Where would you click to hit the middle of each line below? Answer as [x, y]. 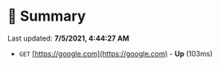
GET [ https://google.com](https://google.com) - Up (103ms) [116, 53]
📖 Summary [47, 16]
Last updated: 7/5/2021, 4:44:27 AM [69, 38]
